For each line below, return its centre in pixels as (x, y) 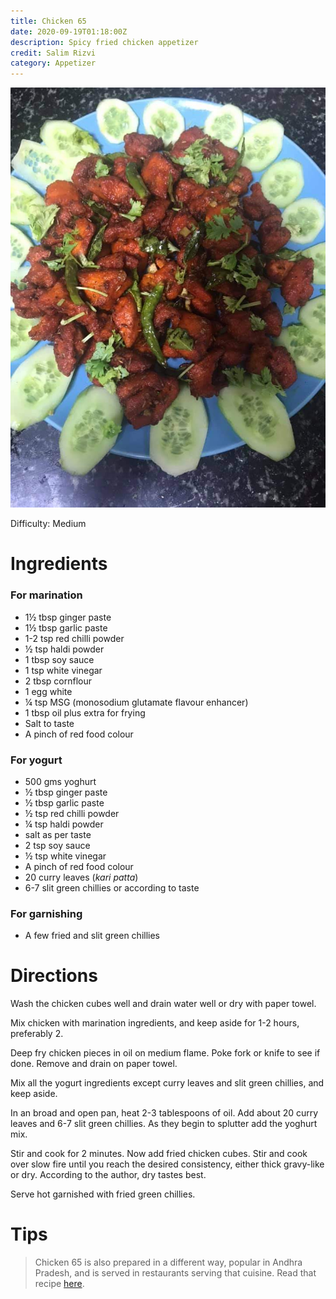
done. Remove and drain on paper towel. (94, 1064)
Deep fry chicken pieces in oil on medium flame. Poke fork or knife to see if (165, 1053)
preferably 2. (37, 1034)
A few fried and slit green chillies (92, 936)
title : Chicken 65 (48, 21)
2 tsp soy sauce (57, 845)
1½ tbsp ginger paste (68, 617)
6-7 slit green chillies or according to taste (112, 887)
